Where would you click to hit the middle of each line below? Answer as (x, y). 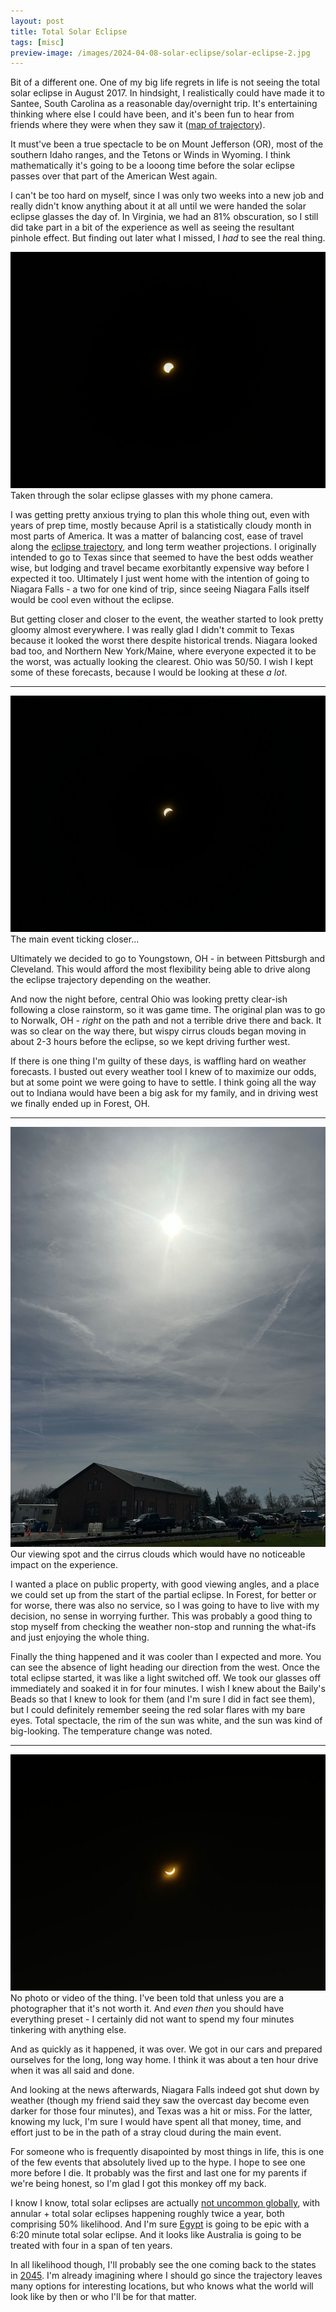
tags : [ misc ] (37, 42)
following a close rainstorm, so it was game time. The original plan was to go (168, 1010)
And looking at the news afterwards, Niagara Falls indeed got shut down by (165, 2090)
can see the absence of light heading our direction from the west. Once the (165, 1667)
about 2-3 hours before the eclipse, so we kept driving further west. (150, 1042)
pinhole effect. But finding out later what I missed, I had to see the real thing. (168, 238)
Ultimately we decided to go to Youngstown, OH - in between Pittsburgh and (168, 959)
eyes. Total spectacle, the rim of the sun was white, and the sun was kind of (166, 1721)
